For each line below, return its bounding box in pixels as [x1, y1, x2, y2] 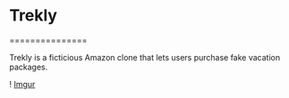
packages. [9, 61, 48, 72]
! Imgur [9, 78, 36, 89]
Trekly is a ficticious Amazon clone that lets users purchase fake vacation [9, 52, 280, 62]
